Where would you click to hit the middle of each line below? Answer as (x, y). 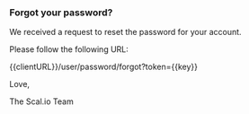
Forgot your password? (61, 13)
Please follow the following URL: (69, 49)
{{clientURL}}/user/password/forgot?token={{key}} (103, 67)
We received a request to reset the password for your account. (125, 32)
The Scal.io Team (41, 101)
